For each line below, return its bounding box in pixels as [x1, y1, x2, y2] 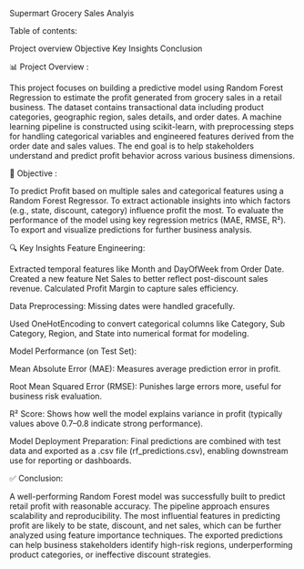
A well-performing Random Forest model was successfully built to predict [9, 491, 286, 502]
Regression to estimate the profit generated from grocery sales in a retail [9, 92, 282, 103]
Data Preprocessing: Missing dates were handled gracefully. [9, 301, 236, 311]
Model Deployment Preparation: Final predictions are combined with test [9, 436, 281, 446]
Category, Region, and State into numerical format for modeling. [9, 328, 249, 338]
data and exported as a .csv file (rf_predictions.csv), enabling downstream [9, 446, 289, 456]
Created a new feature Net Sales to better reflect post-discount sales [9, 274, 269, 284]
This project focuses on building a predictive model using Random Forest [9, 82, 284, 93]
